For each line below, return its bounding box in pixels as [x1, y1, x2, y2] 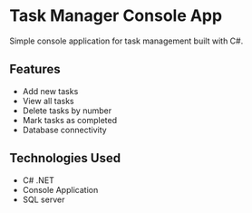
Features [9, 62, 61, 77]
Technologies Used [9, 150, 121, 166]
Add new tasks [22, 85, 79, 96]
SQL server [22, 194, 65, 205]
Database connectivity [22, 124, 107, 135]
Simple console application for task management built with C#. [9, 35, 244, 46]
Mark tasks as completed [22, 114, 118, 125]
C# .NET [22, 174, 54, 186]
